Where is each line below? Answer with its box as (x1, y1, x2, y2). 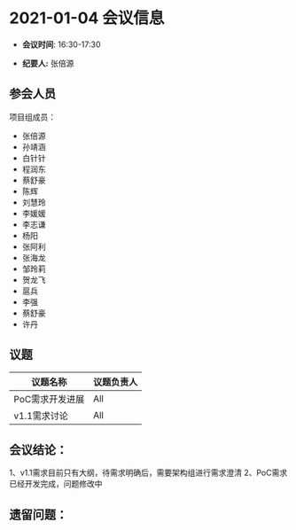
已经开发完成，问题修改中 (9, 479, 103, 489)
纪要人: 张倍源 (21, 58, 74, 68)
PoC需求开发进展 (13, 393, 85, 405)
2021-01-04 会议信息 (9, 8, 165, 28)
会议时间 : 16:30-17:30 (21, 39, 101, 50)
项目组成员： (9, 112, 56, 122)
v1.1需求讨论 (13, 409, 69, 422)
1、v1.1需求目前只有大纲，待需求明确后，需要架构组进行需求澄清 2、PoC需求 (9, 467, 288, 479)
